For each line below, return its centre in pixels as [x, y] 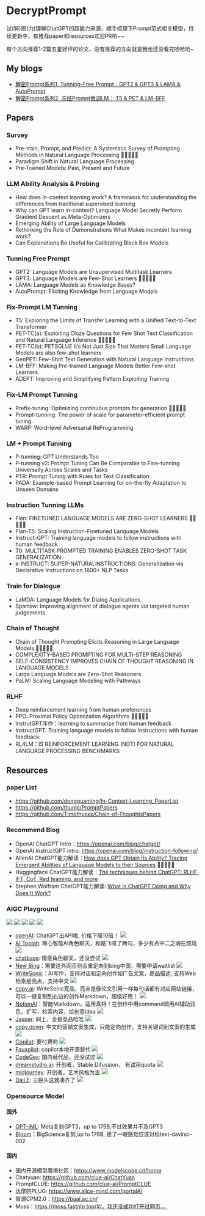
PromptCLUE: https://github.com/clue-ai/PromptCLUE [83, 1184]
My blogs [24, 69]
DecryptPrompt [46, 11]
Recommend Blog [33, 830]
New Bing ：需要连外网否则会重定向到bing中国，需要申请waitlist [95, 966]
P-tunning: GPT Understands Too [57, 457]
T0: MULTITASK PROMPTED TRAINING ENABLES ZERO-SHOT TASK [101, 551]
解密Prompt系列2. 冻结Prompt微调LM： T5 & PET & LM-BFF [90, 98]
